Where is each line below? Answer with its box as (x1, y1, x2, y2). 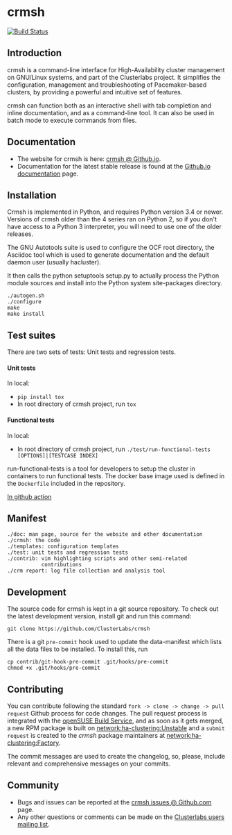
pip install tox (17, 394, 64, 401)
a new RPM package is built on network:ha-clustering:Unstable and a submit (7, 724, 225, 732)
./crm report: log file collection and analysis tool (7, 567, 166, 575)
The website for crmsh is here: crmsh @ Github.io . (17, 154, 161, 163)
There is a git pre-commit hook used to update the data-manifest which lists (7, 638, 222, 646)
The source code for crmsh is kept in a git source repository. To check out (7, 605, 219, 613)
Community (7, 779, 60, 791)
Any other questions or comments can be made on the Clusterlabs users (17, 813, 225, 821)
